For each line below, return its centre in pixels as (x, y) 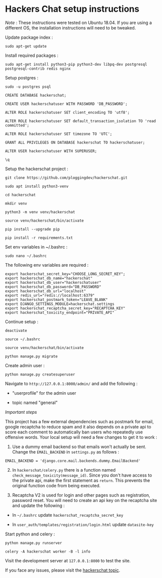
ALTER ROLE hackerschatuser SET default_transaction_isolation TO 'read (81, 121)
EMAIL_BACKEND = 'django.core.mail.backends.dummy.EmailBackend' (73, 461)
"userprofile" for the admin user (44, 393)
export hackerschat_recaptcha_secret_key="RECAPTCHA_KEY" (65, 308)
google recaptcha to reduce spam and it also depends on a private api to (78, 427)
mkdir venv (16, 203)
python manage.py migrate (31, 356)
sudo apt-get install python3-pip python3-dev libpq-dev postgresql (76, 64)
